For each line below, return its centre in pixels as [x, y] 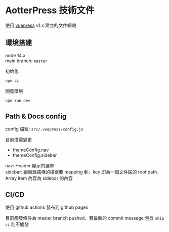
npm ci [12, 81]
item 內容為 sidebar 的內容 [45, 178]
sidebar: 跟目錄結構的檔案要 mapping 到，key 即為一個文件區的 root [76, 172]
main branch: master [26, 61]
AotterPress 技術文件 [50, 10]
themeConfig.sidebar [35, 155]
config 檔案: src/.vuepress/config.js [44, 129]
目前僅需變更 [18, 140]
